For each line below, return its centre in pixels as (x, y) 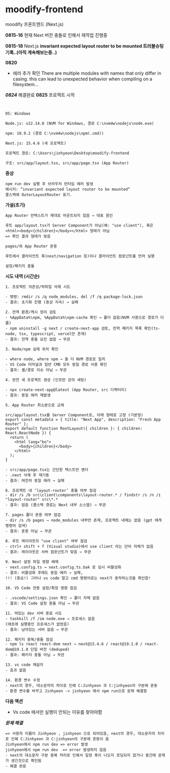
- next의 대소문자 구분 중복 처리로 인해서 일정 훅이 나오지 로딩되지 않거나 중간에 (81, 755)
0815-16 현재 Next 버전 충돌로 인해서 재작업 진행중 (56, 35)
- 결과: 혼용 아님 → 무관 (29, 531)
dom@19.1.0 (17, 649)
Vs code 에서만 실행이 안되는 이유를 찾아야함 (57, 712)
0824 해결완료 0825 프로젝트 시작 (40, 95)
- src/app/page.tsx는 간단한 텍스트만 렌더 (47, 470)
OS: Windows (18, 114)
